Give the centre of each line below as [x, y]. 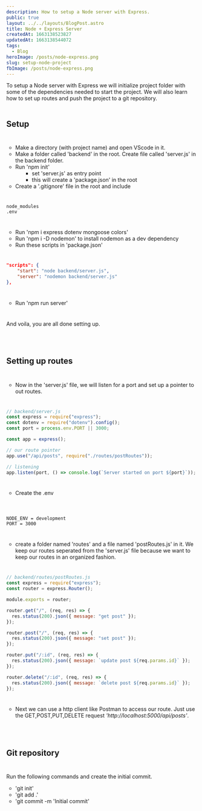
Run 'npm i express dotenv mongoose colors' [72, 232]
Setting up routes [40, 361]
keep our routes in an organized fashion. [65, 557]
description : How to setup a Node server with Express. [78, 12]
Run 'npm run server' [41, 303]
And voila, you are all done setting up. [53, 324]
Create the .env [34, 493]
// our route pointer [34, 450]
